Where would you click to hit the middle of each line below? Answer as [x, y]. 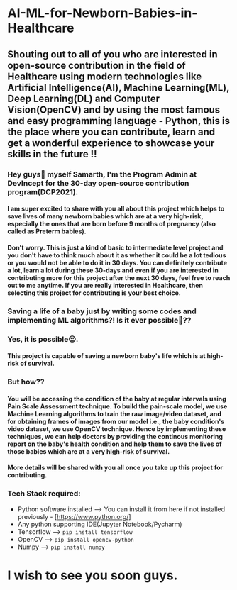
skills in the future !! [52, 154]
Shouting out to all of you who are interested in [112, 54]
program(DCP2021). [43, 191]
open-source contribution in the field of [97, 65]
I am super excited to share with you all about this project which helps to [116, 209]
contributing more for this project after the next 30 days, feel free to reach [119, 277]
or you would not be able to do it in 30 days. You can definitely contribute [117, 262]
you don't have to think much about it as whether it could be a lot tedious [117, 255]
